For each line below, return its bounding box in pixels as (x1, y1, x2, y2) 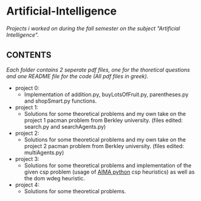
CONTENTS (6, 50, 52, 60)
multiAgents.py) (24, 149, 64, 156)
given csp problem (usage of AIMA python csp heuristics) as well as (24, 168, 195, 175)
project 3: (15, 155, 39, 162)
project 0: (15, 84, 39, 92)
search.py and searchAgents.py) (24, 123, 106, 130)
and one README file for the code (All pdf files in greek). (6, 72, 149, 80)
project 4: (15, 181, 39, 188)
